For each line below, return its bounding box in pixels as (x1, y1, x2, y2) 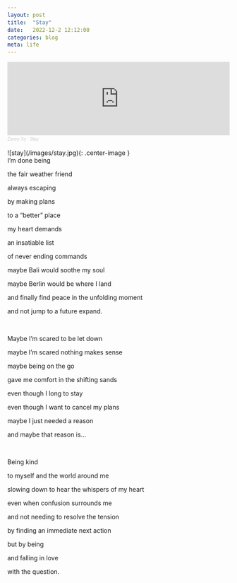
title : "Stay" (7, 18, 52, 26)
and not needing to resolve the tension (7, 513, 120, 521)
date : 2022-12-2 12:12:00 (7, 26, 90, 33)
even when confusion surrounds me (7, 499, 112, 507)
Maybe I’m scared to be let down (7, 335, 103, 343)
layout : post (7, 11, 46, 18)
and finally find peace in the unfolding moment (7, 294, 143, 302)
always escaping (7, 184, 56, 192)
